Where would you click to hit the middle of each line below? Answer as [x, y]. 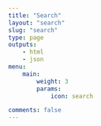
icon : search [71, 96]
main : [32, 74]
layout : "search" [37, 23]
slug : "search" [33, 30]
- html [33, 52]
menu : [17, 67]
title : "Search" [35, 15]
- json [33, 60]
